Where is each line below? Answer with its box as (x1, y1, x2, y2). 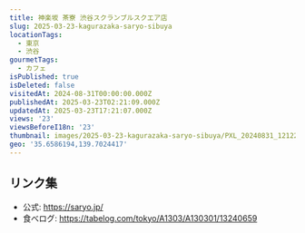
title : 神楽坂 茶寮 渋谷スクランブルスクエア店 (9, 13, 168, 23)
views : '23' (9, 114, 54, 123)
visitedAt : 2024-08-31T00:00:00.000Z (9, 89, 152, 98)
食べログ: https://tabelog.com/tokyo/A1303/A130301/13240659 (22, 212, 258, 223)
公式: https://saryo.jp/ (22, 201, 104, 212)
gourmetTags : (9, 55, 59, 64)
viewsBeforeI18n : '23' (9, 123, 95, 132)
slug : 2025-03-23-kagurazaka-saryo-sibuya (9, 22, 172, 31)
